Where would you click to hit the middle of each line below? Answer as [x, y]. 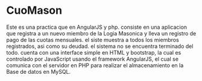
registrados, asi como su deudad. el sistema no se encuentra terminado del [100, 46]
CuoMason [34, 10]
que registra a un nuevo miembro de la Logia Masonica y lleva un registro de [101, 33]
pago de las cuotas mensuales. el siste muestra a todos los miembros [93, 40]
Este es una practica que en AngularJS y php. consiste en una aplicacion [97, 27]
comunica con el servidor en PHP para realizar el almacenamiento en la [95, 65]
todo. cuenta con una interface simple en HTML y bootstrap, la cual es [94, 52]
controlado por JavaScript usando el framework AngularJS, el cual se [93, 59]
